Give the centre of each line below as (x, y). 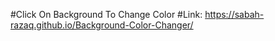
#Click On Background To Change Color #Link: (106, 14)
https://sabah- (234, 14)
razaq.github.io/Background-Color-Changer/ (102, 25)
